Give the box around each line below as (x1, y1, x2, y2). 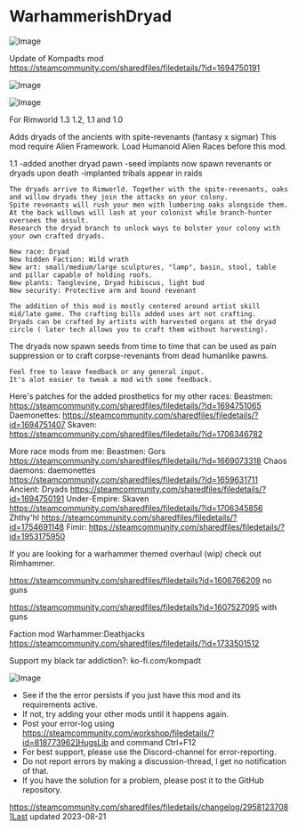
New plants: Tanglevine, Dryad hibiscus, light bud (9, 278, 205, 287)
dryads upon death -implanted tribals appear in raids (9, 167, 203, 178)
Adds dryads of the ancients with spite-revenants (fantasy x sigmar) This (9, 131, 278, 142)
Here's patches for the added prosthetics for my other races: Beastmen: (9, 390, 274, 402)
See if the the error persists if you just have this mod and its (21, 689, 242, 700)
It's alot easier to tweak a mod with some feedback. (9, 375, 213, 384)
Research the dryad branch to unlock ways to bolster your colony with (9, 224, 280, 232)
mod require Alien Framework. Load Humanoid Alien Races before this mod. (9, 141, 287, 151)
